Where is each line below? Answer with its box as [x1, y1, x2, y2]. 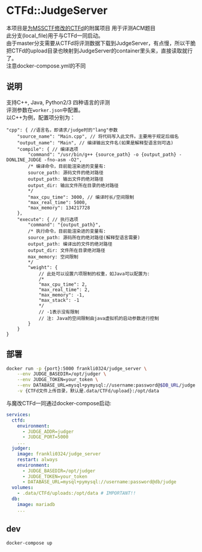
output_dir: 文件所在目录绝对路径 [28, 247, 106, 254]
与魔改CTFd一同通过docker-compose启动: [6, 399, 112, 406]
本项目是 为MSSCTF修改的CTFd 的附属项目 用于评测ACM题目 [6, 24, 156, 31]
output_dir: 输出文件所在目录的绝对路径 [28, 182, 119, 188]
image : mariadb [17, 501, 55, 507]
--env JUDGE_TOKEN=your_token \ [17, 377, 98, 383]
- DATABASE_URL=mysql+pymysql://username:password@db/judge [22, 479, 177, 485]
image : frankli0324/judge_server [17, 451, 101, 457]
